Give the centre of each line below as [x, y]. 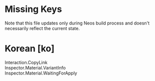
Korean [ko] [30, 49]
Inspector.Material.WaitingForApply [41, 73]
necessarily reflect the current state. [42, 28]
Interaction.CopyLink [26, 62]
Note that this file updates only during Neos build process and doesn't [77, 23]
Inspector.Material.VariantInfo [35, 67]
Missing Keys [33, 9]
